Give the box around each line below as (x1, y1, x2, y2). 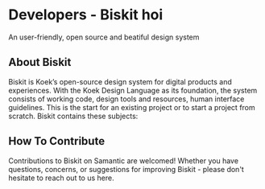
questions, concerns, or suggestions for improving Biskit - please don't (8, 164, 244, 174)
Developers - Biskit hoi (8, 6, 164, 24)
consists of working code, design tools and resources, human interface (8, 94, 245, 104)
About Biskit (8, 55, 72, 69)
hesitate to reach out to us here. (8, 173, 114, 183)
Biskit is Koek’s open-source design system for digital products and (8, 76, 232, 86)
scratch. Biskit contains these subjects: (8, 111, 139, 121)
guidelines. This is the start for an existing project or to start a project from (8, 102, 255, 112)
